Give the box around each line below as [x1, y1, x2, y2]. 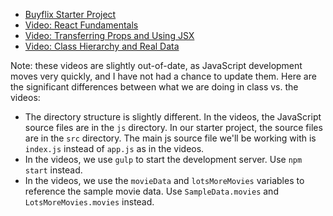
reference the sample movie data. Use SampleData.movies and [24, 185, 279, 197]
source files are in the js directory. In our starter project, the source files [24, 122, 323, 133]
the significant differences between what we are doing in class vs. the [10, 81, 299, 93]
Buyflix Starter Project [24, 9, 117, 20]
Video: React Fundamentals [24, 19, 139, 31]
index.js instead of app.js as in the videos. [24, 143, 205, 154]
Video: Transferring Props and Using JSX [24, 30, 195, 41]
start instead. [24, 164, 83, 176]
